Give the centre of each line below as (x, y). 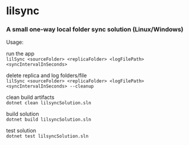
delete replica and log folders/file (47, 76)
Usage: (15, 42)
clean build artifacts (30, 97)
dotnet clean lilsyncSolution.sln (49, 103)
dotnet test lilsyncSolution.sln (47, 136)
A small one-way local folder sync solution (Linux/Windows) (95, 30)
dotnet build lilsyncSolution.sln (49, 120)
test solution (21, 131)
